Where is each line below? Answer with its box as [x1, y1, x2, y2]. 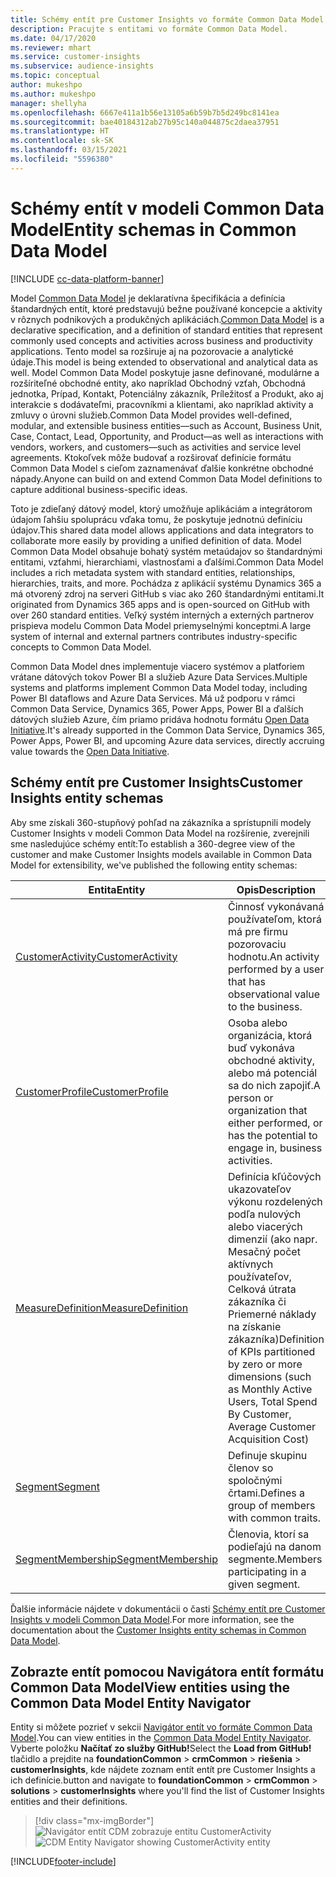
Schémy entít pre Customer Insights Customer [10, 774, 303, 791]
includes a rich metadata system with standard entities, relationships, [10, 566, 296, 578]
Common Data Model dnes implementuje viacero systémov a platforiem [10, 660, 305, 672]
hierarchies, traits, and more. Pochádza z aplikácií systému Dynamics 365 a [10, 577, 322, 589]
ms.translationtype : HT [10, 126, 110, 136]
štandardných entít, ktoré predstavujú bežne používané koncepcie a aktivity [10, 302, 323, 315]
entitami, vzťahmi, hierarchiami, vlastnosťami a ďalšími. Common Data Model [10, 556, 324, 568]
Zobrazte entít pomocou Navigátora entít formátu [10, 1663, 325, 1680]
